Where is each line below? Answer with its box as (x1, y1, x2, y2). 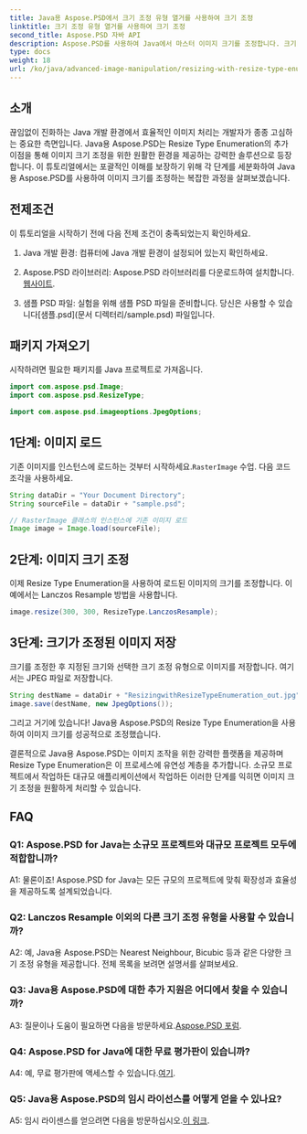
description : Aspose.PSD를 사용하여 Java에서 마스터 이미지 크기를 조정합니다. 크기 (9, 38, 297, 48)
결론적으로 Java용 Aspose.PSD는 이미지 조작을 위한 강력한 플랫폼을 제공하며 (9, 747, 284, 759)
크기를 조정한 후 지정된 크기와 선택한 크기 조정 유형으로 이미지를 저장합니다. (9, 660, 278, 672)
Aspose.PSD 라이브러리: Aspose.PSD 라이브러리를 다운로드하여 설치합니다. (22, 266, 295, 277)
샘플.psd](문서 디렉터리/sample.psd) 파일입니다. (40, 308, 216, 320)
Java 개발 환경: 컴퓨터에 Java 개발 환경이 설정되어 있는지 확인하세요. (22, 247, 268, 258)
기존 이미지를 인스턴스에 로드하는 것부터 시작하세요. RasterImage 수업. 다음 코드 (9, 461, 291, 472)
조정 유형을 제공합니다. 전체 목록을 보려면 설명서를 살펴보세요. (18, 958, 239, 969)
